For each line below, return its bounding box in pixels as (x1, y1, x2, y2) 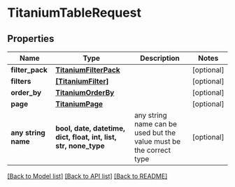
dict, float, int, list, (55, 133, 117, 142)
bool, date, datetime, (55, 124, 126, 133)
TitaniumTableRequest (7, 5, 142, 21)
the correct (134, 145, 171, 155)
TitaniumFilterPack (55, 65, 120, 75)
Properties (7, 33, 55, 45)
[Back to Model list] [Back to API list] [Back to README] (7, 172, 168, 180)
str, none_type (55, 141, 105, 151)
